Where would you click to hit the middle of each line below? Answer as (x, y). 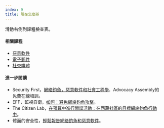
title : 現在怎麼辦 (22, 14)
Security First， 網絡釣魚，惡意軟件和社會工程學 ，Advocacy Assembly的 (86, 89)
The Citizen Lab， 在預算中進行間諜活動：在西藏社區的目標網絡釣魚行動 (84, 108)
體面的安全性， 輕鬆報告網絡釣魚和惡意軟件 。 (58, 120)
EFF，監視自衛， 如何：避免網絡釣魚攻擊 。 (55, 102)
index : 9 (14, 10)
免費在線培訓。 (27, 96)
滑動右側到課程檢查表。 (29, 29)
